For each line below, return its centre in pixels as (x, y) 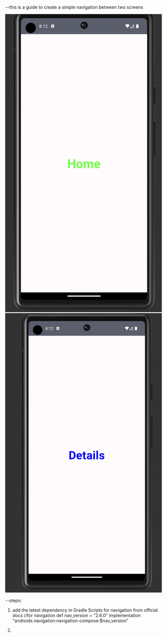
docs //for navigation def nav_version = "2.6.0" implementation (76, 616)
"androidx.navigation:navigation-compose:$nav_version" (70, 621)
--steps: (13, 601)
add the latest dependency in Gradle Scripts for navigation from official (85, 610)
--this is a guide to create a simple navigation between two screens (74, 7)
